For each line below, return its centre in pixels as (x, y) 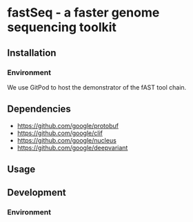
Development (37, 193)
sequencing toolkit (62, 27)
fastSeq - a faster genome (83, 13)
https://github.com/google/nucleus (67, 140)
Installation (32, 53)
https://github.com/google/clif (60, 133)
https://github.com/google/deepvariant (72, 148)
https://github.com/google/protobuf (68, 125)
